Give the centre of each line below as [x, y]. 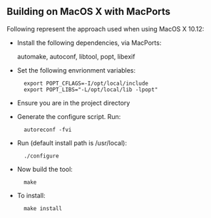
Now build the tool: [45, 169]
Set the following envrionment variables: [76, 70]
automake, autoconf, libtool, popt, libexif [76, 56]
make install [43, 208]
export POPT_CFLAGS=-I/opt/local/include [86, 83]
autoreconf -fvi [48, 130]
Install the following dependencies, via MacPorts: [89, 43]
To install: [31, 195]
